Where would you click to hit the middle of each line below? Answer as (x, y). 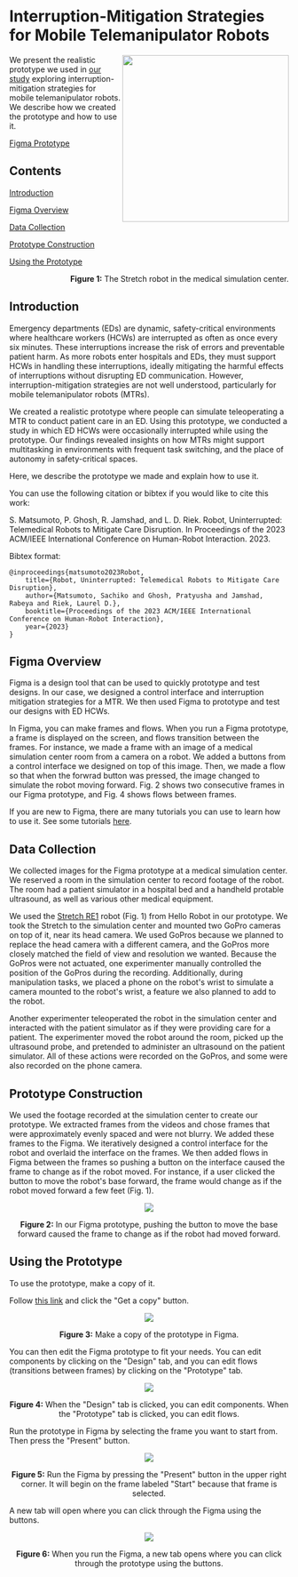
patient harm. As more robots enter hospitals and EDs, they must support (143, 356)
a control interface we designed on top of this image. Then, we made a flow (147, 766)
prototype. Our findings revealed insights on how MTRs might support (137, 440)
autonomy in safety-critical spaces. (74, 459)
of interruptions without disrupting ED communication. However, (126, 375)
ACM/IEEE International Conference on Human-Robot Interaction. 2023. (140, 539)
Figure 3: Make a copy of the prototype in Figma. (149, 1334)
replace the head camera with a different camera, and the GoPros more (140, 945)
